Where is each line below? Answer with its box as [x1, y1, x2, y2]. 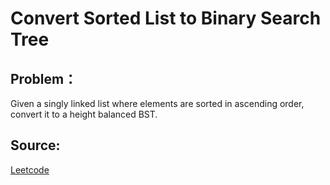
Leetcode [10, 163, 50, 176]
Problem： [10, 70, 78, 87]
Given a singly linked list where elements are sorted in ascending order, [10, 98, 305, 109]
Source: [10, 137, 61, 154]
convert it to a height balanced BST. [10, 108, 158, 120]
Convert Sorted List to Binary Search [10, 7, 322, 30]
